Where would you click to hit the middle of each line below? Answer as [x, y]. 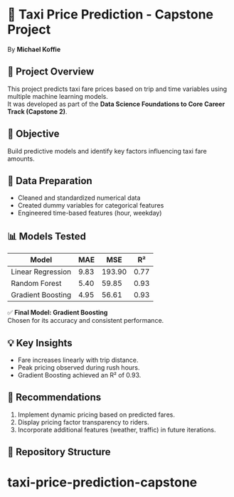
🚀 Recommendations [54, 397]
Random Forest [36, 284]
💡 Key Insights [40, 343]
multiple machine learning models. [58, 96]
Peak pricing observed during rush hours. [79, 368]
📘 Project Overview [51, 71]
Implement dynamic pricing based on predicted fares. [96, 415]
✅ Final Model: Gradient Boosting [58, 313]
